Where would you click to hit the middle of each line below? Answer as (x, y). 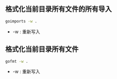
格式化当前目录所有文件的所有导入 (58, 9)
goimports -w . (21, 21)
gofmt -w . (17, 61)
